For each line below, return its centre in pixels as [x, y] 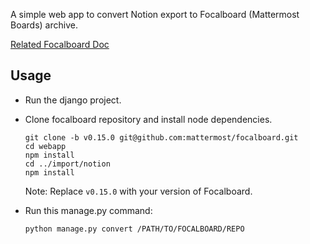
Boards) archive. [44, 25]
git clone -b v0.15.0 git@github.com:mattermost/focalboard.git [161, 137]
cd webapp [45, 146]
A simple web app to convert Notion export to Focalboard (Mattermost [155, 14]
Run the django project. [73, 100]
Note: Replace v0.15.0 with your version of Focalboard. [138, 191]
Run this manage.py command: [88, 210]
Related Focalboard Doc [60, 44]
